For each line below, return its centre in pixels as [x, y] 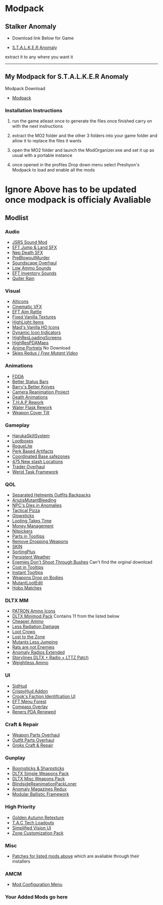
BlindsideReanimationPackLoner [44, 784]
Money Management [33, 526]
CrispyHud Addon [30, 691]
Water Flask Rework [32, 407]
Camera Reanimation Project [41, 392]
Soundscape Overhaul [34, 262]
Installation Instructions [34, 110]
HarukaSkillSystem [31, 435]
